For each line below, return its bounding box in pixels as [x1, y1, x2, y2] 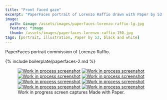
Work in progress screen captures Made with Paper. [17, 89, 125, 95]
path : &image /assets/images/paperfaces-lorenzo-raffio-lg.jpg [9, 21, 144, 26]
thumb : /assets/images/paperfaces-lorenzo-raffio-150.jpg [9, 30, 133, 35]
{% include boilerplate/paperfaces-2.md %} [5, 58, 96, 64]
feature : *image [9, 26, 43, 31]
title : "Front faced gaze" [5, 7, 61, 12]
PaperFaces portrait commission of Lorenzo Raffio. [5, 48, 110, 55]
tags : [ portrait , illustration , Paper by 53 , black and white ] [5, 35, 140, 40]
